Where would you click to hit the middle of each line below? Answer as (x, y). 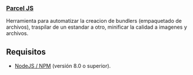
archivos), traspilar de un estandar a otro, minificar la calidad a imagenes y (96, 27)
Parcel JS (20, 8)
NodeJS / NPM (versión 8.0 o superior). (63, 66)
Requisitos (26, 52)
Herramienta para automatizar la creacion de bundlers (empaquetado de (94, 21)
